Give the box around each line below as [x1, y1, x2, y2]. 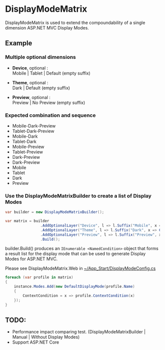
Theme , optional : [12, 79, 49, 85]
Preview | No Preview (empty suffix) [12, 100, 85, 105]
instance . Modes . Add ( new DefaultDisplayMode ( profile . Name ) [14, 284, 135, 289]
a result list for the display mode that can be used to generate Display [5, 251, 146, 257]
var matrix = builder [5, 219, 50, 224]
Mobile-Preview [12, 144, 45, 150]
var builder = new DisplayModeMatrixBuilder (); [5, 210, 105, 215]
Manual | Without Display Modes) [12, 334, 80, 340]
